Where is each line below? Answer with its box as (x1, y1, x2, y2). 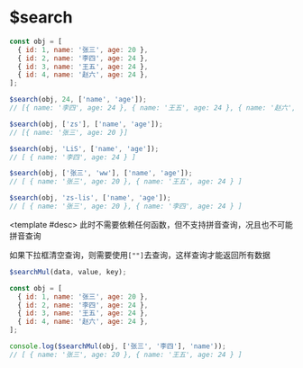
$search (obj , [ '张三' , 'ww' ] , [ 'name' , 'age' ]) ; (9, 169, 193, 178)
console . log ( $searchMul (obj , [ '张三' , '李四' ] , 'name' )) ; (9, 342, 227, 351)
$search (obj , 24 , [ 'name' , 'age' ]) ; (9, 95, 147, 104)
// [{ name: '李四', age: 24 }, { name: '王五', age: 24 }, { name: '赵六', (9, 103, 297, 112)
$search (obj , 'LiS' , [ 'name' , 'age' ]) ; (9, 144, 160, 153)
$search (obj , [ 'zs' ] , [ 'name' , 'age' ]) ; (9, 120, 164, 129)
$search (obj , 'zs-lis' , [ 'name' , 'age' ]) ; (9, 193, 171, 202)
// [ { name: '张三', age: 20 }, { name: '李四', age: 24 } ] (9, 202, 243, 211)
